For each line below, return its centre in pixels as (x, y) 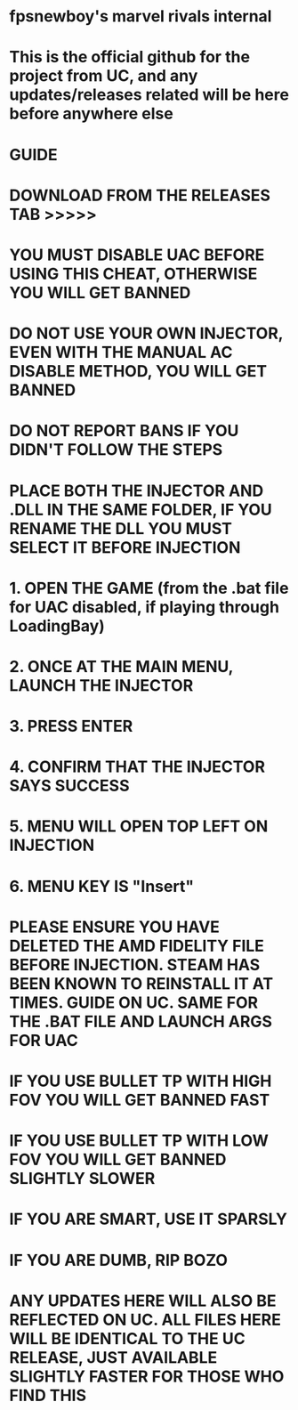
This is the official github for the (130, 57)
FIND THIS (48, 1395)
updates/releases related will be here (149, 95)
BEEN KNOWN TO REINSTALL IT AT (141, 983)
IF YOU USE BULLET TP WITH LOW (139, 1141)
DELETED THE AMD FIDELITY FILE (137, 946)
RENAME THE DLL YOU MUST (121, 528)
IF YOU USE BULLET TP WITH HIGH (141, 1081)
